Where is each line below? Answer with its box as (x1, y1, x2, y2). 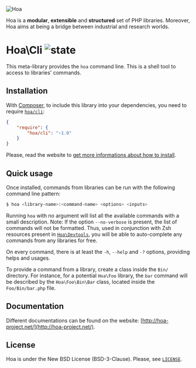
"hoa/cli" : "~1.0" (27, 130, 72, 136)
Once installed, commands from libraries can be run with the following (6, 184, 176, 191)
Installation (6, 86, 48, 96)
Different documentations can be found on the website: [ (6, 317, 143, 324)
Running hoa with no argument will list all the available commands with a (6, 212, 180, 219)
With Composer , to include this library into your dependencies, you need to (6, 101, 187, 108)
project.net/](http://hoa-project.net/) (6, 323, 94, 330)
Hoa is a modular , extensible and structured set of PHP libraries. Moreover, (6, 17, 190, 23)
